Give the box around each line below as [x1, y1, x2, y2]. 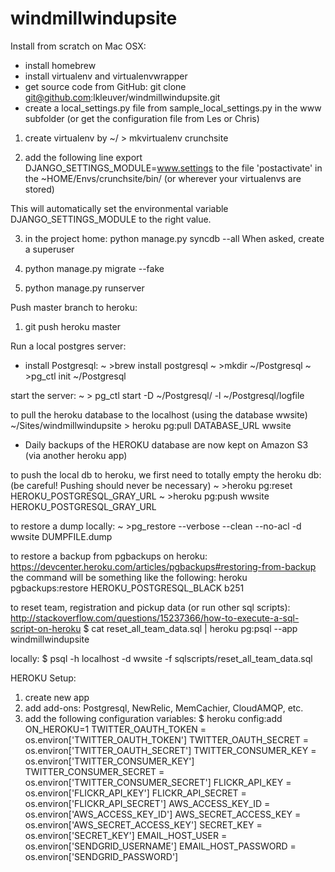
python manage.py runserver [24, 282, 145, 294]
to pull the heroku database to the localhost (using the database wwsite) [10, 408, 308, 421]
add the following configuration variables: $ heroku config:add [24, 712, 283, 724]
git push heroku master [24, 320, 121, 332]
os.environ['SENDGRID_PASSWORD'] [24, 850, 179, 862]
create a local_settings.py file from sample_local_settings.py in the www [24, 102, 322, 114]
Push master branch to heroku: [10, 301, 138, 313]
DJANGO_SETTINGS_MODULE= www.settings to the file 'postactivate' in [24, 162, 323, 174]
